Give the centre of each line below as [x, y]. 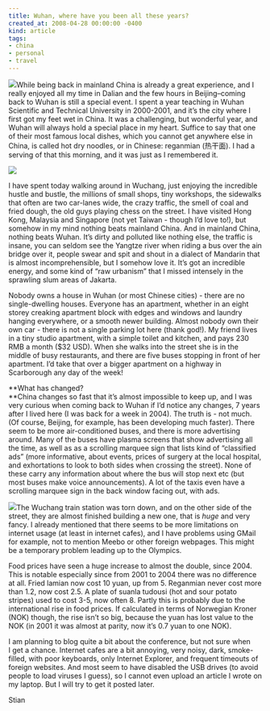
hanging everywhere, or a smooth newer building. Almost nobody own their [134, 321]
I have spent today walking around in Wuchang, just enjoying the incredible [133, 185]
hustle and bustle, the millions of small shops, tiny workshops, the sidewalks [135, 193]
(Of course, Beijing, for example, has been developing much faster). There [132, 422]
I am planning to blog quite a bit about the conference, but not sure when [130, 641]
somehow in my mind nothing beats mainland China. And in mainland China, [134, 228]
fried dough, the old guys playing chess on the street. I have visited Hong [130, 211]
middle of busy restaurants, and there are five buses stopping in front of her [135, 355]
